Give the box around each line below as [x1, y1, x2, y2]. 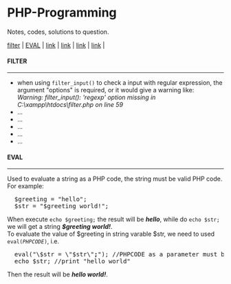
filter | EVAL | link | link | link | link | [7, 41, 105, 49]
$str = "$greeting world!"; [14, 202, 109, 210]
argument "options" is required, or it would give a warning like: [16, 86, 195, 94]
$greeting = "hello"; [14, 195, 87, 203]
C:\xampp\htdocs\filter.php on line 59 [16, 101, 124, 109]
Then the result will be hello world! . [7, 270, 108, 278]
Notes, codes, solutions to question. [7, 28, 109, 36]
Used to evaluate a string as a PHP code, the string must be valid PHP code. [7, 174, 223, 183]
